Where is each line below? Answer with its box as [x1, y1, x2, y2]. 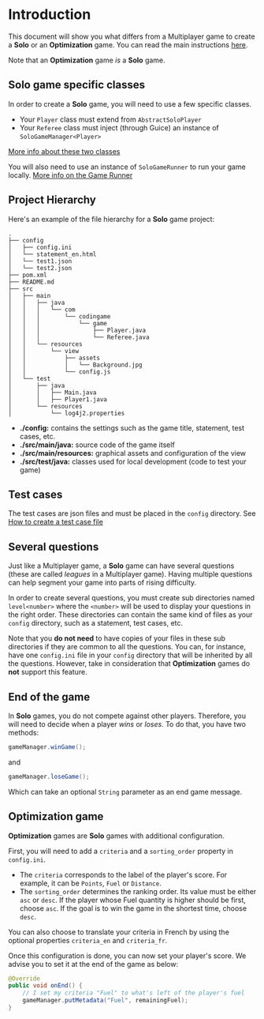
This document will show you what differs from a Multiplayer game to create [8, 32, 255, 41]
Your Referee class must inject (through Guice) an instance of [19, 122, 219, 132]
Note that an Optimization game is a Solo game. [8, 55, 165, 65]
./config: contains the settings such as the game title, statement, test [19, 423, 245, 432]
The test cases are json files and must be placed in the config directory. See [8, 509, 256, 518]
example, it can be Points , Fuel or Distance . [19, 878, 162, 888]
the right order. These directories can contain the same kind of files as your [8, 610, 254, 619]
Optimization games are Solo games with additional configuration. [8, 831, 225, 840]
